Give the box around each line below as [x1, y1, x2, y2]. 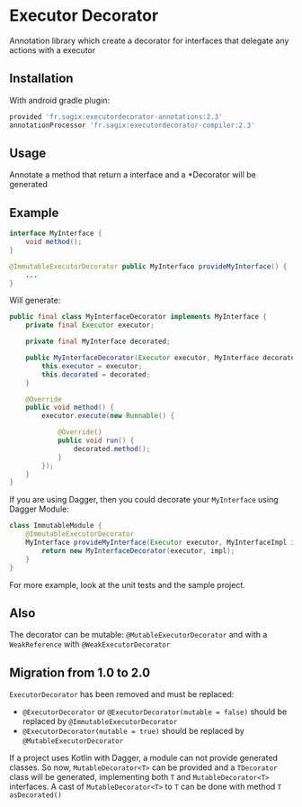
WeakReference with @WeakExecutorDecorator [9, 639, 171, 649]
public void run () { [57, 436, 135, 445]
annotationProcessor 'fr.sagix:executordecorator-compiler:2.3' [9, 121, 255, 130]
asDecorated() [9, 791, 63, 800]
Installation [9, 71, 74, 86]
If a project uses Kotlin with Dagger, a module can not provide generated [9, 753, 279, 764]
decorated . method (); [73, 444, 151, 453]
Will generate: [9, 295, 61, 306]
